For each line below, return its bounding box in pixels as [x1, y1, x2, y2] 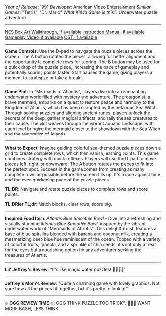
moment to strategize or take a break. [5, 75, 82, 81]
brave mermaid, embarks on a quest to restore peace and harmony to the [5, 99, 155, 105]
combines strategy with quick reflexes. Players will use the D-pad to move [5, 156, 156, 161]
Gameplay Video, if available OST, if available [5, 34, 97, 40]
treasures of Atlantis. [5, 252, 48, 258]
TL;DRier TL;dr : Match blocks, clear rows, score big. [5, 201, 112, 207]
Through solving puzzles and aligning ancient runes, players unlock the [5, 110, 151, 116]
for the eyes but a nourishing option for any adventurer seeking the [5, 247, 142, 253]
